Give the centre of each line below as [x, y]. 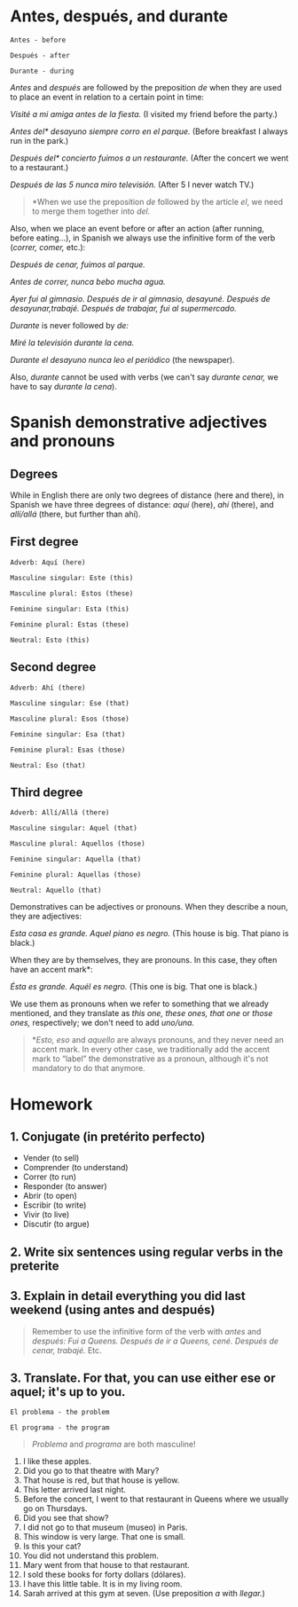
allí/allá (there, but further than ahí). [75, 514]
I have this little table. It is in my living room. [102, 1584]
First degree [44, 542]
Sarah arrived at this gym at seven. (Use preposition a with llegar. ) [144, 1594]
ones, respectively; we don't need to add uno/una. [102, 1023]
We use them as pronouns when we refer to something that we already [140, 1004]
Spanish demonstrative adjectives [139, 422]
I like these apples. [57, 1461]
